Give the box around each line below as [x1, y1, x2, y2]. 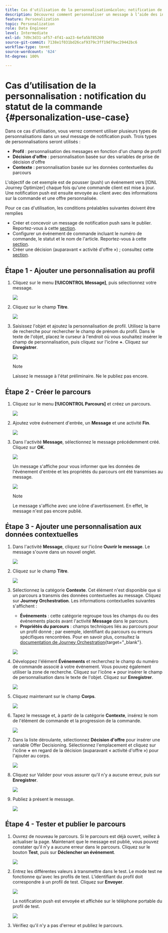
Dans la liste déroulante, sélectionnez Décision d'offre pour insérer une [12, 736, 160, 742]
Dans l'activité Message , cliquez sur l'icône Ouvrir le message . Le [12, 543, 150, 549]
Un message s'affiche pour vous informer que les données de [12, 463, 140, 469]
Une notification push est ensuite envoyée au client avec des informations [5, 190, 157, 196]
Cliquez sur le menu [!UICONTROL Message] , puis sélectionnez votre [12, 279, 156, 285]
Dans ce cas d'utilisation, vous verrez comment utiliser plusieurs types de [5, 128, 157, 134]
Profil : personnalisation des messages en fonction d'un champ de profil [12, 148, 161, 154]
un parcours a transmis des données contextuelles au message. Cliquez [12, 592, 161, 598]
